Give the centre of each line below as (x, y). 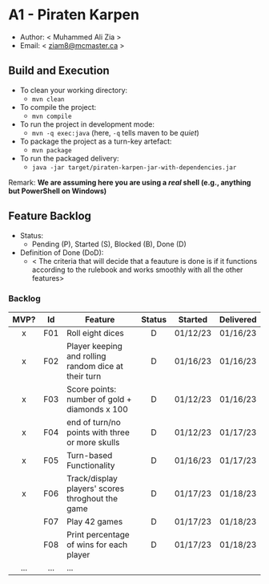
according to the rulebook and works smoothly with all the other (137, 270)
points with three (98, 432)
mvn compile (52, 116)
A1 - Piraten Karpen (74, 15)
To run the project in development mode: (87, 124)
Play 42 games (95, 521)
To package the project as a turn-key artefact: (96, 141)
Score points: (92, 389)
